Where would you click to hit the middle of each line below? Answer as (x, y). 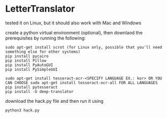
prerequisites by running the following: (46, 38)
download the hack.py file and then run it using (55, 101)
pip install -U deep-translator (39, 92)
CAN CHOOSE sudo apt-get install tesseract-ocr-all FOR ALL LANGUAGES (81, 83)
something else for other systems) (43, 52)
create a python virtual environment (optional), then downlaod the (74, 32)
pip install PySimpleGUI (31, 69)
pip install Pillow (26, 61)
